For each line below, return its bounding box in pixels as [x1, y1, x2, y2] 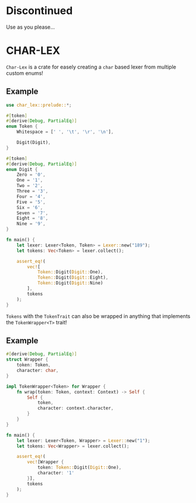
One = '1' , [16, 177, 43, 183]
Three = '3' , [16, 189, 49, 194]
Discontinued [6, 4, 73, 18]
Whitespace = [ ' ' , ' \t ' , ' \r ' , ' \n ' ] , [16, 129, 114, 135]
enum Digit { [6, 166, 38, 172]
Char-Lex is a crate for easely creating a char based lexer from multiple [6, 63, 177, 70]
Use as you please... [6, 23, 56, 30]
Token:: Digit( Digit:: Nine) [37, 280, 104, 286]
